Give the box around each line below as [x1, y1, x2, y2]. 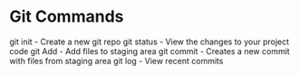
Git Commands [9, 6, 124, 27]
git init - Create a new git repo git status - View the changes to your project [9, 36, 290, 47]
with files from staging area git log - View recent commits [9, 55, 224, 66]
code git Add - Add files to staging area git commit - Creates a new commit [9, 45, 290, 56]
